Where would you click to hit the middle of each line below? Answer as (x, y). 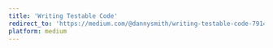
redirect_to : (30, 24)
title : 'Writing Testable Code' (63, 16)
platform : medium (38, 31)
